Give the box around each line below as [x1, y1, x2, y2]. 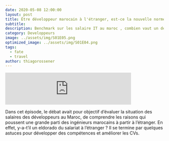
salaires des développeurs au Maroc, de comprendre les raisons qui [5, 114, 146, 120]
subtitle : [5, 21, 26, 27]
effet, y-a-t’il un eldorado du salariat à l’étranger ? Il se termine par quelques [5, 125, 163, 131]
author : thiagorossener [5, 59, 55, 64]
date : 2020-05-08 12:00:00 [5, 7, 62, 13]
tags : [5, 45, 17, 50]
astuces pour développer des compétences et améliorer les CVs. [5, 130, 140, 136]
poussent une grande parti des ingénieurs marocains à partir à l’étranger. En [5, 119, 163, 125]
